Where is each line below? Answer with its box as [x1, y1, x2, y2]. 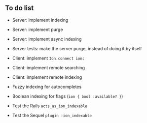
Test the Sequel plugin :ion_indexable [12, 112, 92, 118]
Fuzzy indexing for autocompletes [12, 84, 82, 90]
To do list [5, 4, 34, 12]
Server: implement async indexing [12, 36, 82, 42]
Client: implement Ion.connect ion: [12, 55, 85, 61]
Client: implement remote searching [12, 64, 85, 70]
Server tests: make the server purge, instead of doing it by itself [12, 45, 142, 51]
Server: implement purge [12, 27, 63, 32]
